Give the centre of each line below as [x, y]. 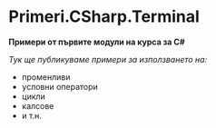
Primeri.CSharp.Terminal [104, 17]
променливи [46, 77]
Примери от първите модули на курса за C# [97, 42]
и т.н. [31, 115]
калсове [38, 105]
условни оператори [60, 86]
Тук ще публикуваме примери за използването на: [108, 59]
